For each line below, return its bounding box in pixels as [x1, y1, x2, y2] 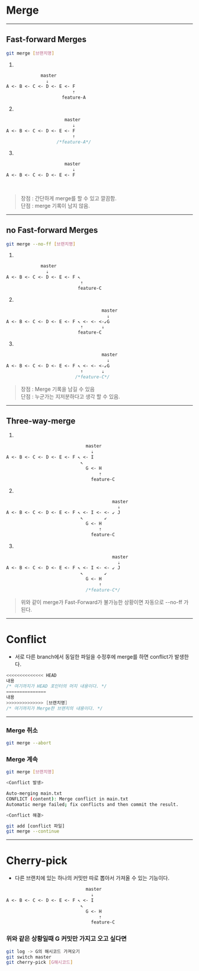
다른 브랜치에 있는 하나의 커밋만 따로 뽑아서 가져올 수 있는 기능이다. [14, 874, 170, 882]
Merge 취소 [6, 726, 38, 734]
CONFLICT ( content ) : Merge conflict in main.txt [6, 796, 129, 802]
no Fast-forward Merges [6, 225, 98, 235]
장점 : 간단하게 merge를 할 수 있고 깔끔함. [20, 194, 117, 202]
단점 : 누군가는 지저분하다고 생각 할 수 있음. [20, 393, 120, 400]
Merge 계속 [6, 755, 38, 763]
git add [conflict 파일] [6, 823, 65, 829]
